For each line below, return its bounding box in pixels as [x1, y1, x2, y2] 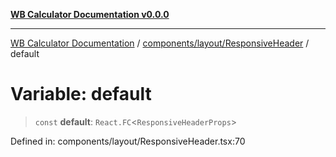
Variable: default [10, 83, 152, 106]
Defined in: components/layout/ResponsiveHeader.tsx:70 [10, 135, 246, 147]
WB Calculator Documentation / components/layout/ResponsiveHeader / [10, 37, 310, 49]
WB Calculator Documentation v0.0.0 [10, 9, 170, 20]
